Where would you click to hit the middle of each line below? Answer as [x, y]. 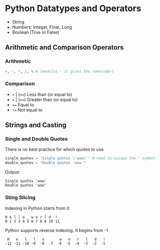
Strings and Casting [36, 125]
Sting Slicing [20, 198]
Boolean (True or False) [36, 32]
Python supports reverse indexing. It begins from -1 [57, 230]
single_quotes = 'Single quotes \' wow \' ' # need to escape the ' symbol [80, 158]
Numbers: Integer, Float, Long [42, 27]
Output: [13, 172]
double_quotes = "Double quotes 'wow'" [45, 163]
